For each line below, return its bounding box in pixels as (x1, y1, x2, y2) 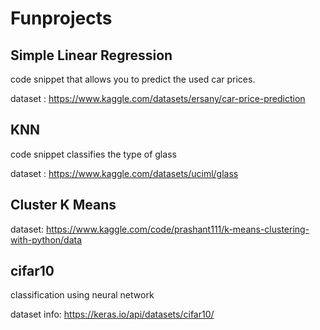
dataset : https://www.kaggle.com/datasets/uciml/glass (10, 167, 239, 179)
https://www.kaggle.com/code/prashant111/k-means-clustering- (46, 223, 310, 235)
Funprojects (10, 7, 113, 30)
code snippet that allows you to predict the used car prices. (10, 73, 256, 85)
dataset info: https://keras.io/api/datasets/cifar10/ (10, 308, 215, 321)
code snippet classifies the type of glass (10, 148, 177, 160)
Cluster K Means (10, 197, 117, 214)
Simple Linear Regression (10, 47, 173, 64)
